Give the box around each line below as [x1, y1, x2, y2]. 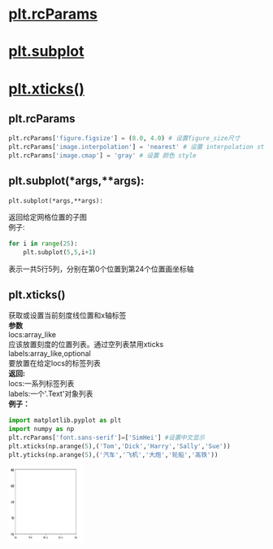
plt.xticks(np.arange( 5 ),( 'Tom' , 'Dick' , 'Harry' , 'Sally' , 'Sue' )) [8, 442, 231, 450]
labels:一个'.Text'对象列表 [8, 389, 93, 399]
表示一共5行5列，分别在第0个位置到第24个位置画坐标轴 [8, 264, 194, 274]
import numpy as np [8, 425, 75, 433]
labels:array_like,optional [8, 349, 91, 358]
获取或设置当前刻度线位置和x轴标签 [8, 310, 127, 320]
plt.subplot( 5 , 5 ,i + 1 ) [23, 248, 96, 257]
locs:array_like [8, 330, 57, 340]
